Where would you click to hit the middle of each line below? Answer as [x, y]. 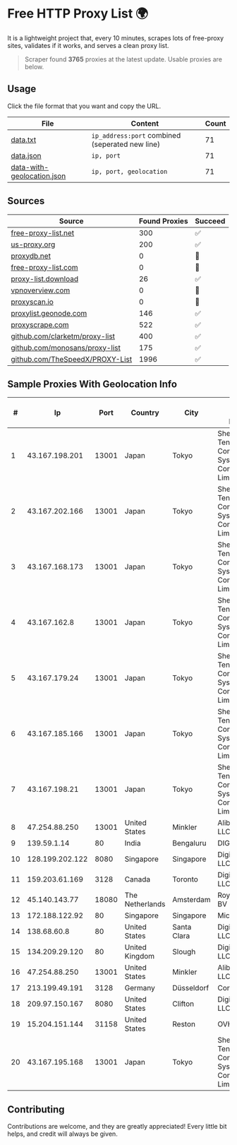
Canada [137, 879]
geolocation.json [38, 176]
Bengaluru [189, 843]
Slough [184, 952]
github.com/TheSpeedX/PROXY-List [72, 359]
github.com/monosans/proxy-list [66, 348]
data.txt [24, 140]
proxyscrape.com [40, 324]
